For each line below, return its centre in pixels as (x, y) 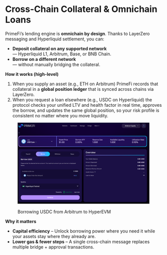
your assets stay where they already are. (54, 237)
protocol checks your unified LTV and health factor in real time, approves (87, 105)
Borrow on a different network (44, 59)
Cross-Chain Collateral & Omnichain (81, 9)
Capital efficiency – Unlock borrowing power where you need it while (84, 231)
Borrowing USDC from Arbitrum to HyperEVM (64, 212)
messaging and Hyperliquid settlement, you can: (55, 39)
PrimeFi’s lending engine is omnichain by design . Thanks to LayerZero (78, 33)
